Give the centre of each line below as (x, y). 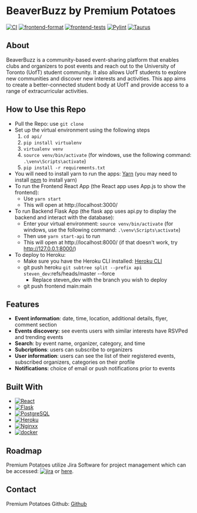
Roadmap (24, 451)
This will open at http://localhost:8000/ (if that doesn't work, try (101, 242)
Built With (24, 387)
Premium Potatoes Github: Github (46, 504)
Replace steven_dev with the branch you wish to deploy (100, 280)
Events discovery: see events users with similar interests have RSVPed (101, 331)
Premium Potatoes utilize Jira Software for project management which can (96, 465)
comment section (36, 325)
